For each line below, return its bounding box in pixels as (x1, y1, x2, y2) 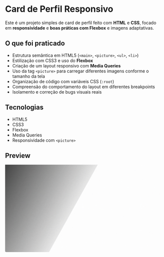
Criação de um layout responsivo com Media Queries (12, 63, 121, 68)
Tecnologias (5, 103, 44, 112)
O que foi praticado (5, 39, 65, 48)
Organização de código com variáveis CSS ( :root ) (12, 78, 114, 84)
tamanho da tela (12, 73, 45, 79)
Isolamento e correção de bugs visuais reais (12, 89, 102, 95)
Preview (5, 151, 31, 160)
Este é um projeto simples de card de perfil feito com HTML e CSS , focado (5, 20, 157, 26)
